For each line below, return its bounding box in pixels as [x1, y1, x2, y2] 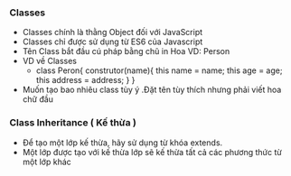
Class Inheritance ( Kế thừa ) [9, 116, 137, 129]
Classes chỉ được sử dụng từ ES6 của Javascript [22, 36, 203, 47]
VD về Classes [22, 56, 78, 67]
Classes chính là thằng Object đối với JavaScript [22, 27, 203, 38]
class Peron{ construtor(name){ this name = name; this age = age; [35, 65, 283, 76]
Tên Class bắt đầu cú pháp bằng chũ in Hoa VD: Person [22, 46, 230, 57]
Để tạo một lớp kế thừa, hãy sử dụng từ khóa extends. [22, 137, 223, 148]
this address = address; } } [35, 75, 136, 86]
